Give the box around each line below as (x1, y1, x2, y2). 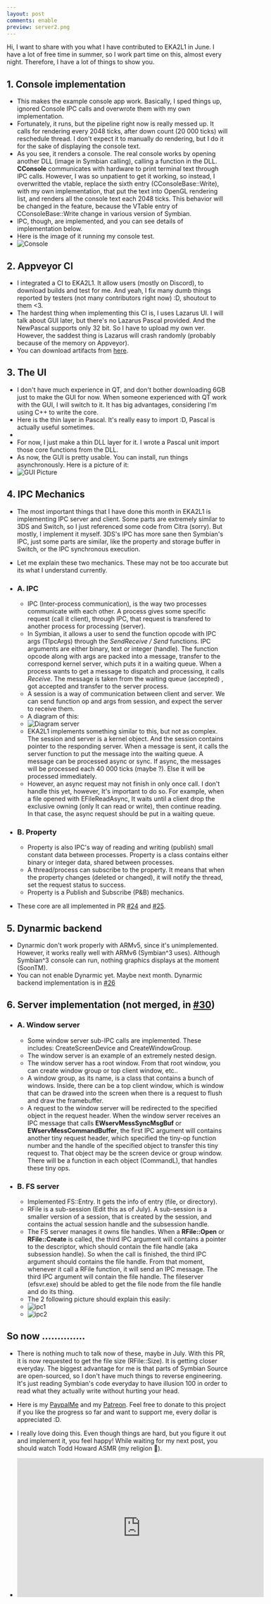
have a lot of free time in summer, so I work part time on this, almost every (6, 50, 222, 59)
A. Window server (16, 1020, 80, 1030)
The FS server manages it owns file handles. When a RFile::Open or (27, 1228, 225, 1236)
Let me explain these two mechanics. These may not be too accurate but (16, 558, 229, 567)
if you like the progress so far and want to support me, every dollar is (16, 1408, 218, 1416)
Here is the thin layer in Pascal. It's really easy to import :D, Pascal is (16, 415, 215, 424)
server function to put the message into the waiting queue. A (27, 749, 203, 758)
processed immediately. (27, 772, 97, 780)
